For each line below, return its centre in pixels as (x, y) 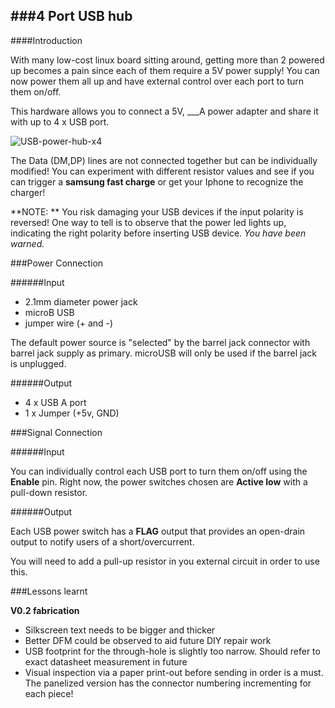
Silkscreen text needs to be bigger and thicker (120, 630)
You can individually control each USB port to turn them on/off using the (159, 471)
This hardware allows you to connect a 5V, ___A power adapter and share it (164, 111)
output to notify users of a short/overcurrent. (102, 541)
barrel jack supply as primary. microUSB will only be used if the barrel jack (164, 353)
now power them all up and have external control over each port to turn (157, 81)
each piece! (49, 693)
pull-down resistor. (49, 492)
